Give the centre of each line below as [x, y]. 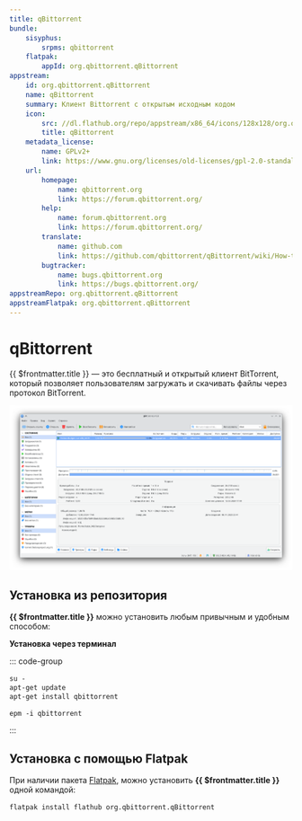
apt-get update [38, 688]
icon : [36, 114]
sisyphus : [44, 38]
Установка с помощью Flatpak [99, 759]
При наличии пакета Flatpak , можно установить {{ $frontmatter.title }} [145, 781]
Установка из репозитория [89, 595]
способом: [30, 627]
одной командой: [43, 790]
